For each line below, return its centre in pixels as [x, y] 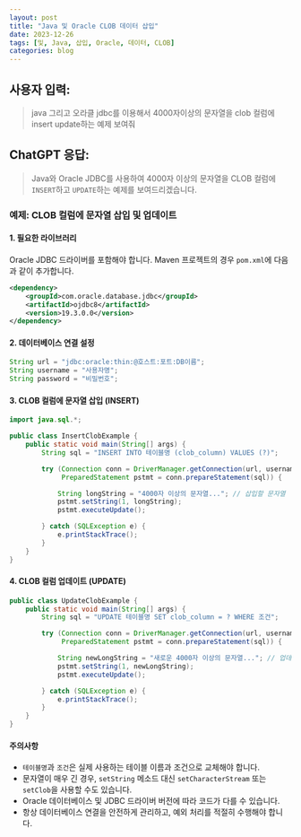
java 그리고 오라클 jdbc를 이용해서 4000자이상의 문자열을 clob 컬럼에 [153, 112]
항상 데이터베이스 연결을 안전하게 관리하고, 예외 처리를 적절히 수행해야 [144, 812]
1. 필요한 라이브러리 [43, 238]
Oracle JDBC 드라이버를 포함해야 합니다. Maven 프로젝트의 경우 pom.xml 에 [141, 259]
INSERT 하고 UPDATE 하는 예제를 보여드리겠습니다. [114, 189]
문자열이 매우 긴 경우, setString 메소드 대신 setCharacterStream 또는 [144, 779]
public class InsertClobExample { [74, 436]
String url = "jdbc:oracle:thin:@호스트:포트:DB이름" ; [107, 362]
